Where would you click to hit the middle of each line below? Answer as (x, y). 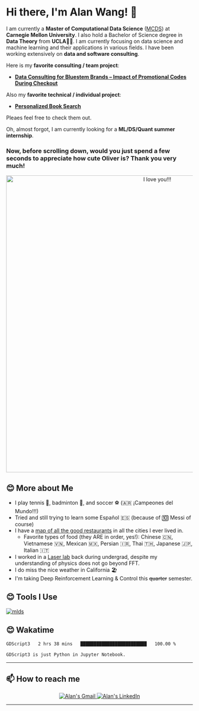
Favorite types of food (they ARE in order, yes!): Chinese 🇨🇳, (98, 537)
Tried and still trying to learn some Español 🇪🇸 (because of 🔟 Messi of (103, 518)
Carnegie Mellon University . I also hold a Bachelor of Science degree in (94, 34)
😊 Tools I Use (32, 597)
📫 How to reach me (43, 679)
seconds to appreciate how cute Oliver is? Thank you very (91, 158)
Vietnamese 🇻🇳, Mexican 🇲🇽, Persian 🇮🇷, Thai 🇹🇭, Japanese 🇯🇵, (108, 543)
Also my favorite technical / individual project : (64, 94)
